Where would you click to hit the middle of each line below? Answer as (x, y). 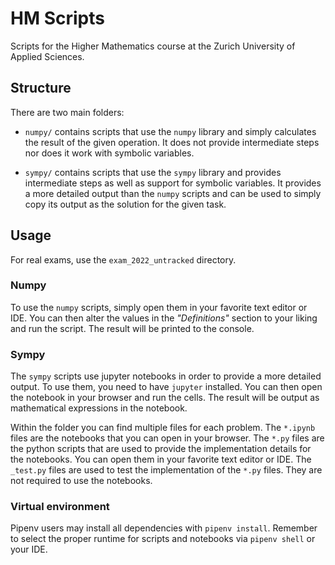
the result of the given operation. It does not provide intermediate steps (172, 142)
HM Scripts (57, 18)
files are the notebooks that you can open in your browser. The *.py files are (167, 438)
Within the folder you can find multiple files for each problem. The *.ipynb (163, 428)
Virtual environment (60, 507)
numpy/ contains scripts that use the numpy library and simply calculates (170, 131)
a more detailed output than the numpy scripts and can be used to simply (173, 193)
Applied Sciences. (47, 56)
